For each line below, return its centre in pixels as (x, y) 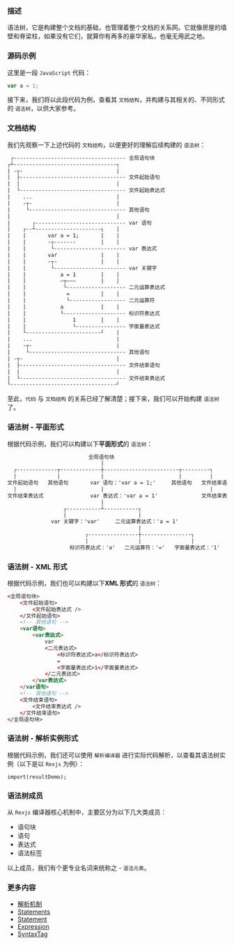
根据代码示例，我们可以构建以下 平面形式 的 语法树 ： (80, 444)
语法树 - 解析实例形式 (43, 738)
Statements (34, 912)
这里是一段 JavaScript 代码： (49, 72)
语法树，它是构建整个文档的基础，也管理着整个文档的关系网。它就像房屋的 (114, 28)
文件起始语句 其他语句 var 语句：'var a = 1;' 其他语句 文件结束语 (117, 483)
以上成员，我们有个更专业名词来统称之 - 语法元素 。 (79, 868)
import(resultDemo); (37, 777)
